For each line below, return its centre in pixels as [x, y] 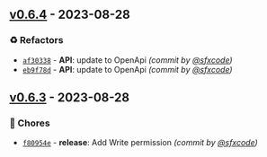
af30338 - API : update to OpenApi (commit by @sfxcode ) [127, 60]
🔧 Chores [30, 123]
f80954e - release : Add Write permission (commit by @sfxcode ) [140, 143]
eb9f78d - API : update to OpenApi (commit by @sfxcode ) [127, 69]
